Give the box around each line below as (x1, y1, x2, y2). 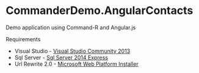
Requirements (5, 35, 41, 43)
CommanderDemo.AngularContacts (5, 4, 194, 18)
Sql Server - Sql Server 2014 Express (14, 54, 108, 61)
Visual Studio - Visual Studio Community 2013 (14, 47, 131, 55)
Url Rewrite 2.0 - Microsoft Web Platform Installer (14, 60, 139, 68)
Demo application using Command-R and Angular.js (5, 24, 136, 31)
